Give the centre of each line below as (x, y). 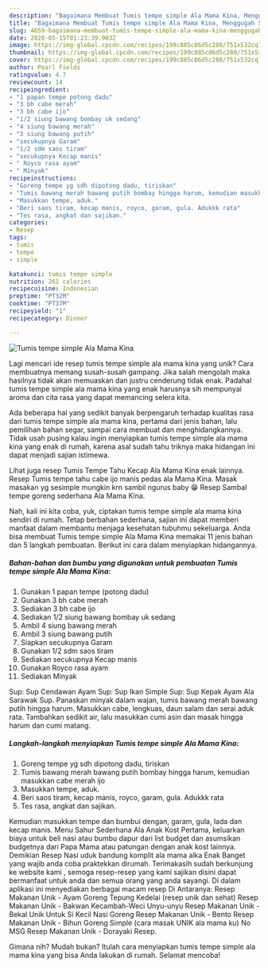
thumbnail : (27, 52)
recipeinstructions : (43, 179)
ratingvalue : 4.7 (38, 75)
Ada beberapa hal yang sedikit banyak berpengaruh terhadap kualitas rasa (131, 412)
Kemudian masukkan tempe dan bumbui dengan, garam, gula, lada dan (126, 821)
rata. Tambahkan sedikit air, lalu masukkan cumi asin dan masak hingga (126, 717)
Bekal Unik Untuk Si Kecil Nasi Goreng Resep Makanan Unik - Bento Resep (132, 914)
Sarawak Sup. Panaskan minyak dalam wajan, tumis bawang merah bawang (133, 700)
